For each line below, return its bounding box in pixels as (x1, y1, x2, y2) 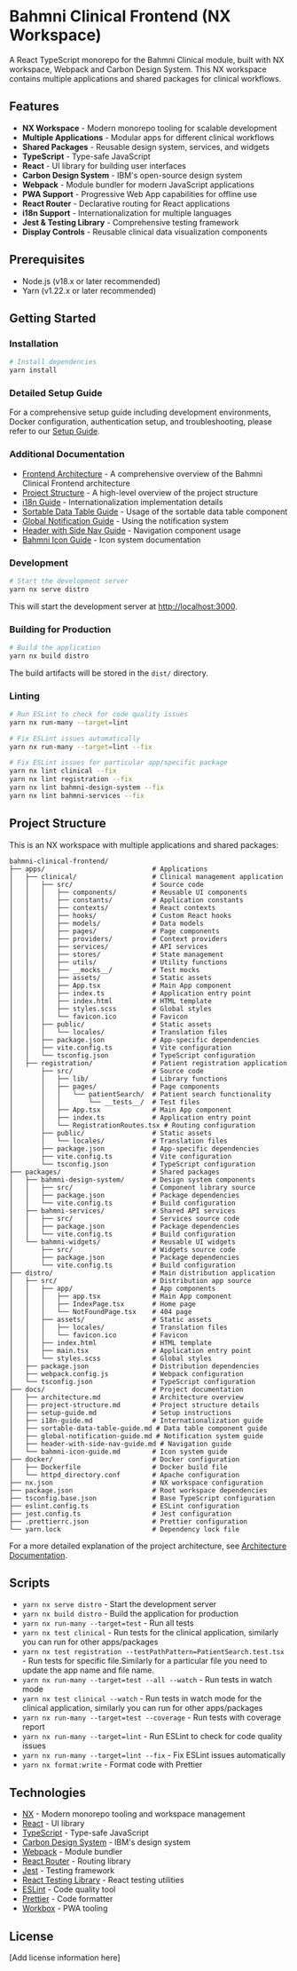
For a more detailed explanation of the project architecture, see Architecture (9, 1540, 287, 1551)
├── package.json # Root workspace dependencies (9, 1485, 268, 1495)
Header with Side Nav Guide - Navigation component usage (21, 525, 241, 535)
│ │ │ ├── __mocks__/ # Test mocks (9, 965, 200, 974)
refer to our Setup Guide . (9, 426, 100, 437)
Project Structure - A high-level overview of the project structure (21, 487, 259, 498)
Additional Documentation (9, 448, 126, 461)
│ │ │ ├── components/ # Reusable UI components (9, 888, 248, 897)
